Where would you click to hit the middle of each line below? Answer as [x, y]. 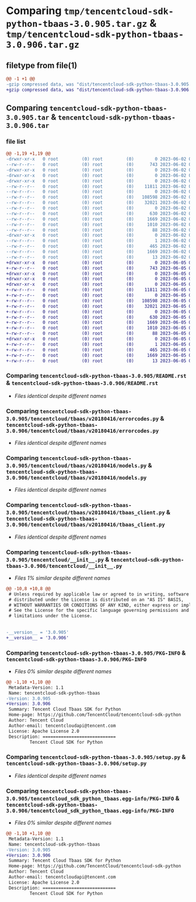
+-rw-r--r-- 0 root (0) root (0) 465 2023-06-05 [96, 350]
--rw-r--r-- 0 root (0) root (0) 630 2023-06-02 [96, 213]
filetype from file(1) [42, 65]
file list [16, 141]
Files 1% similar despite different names [62, 578]
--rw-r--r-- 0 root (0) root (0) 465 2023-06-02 [96, 246]
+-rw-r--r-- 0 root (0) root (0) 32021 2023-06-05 [96, 306]
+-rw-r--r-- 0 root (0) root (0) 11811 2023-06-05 [96, 290]
